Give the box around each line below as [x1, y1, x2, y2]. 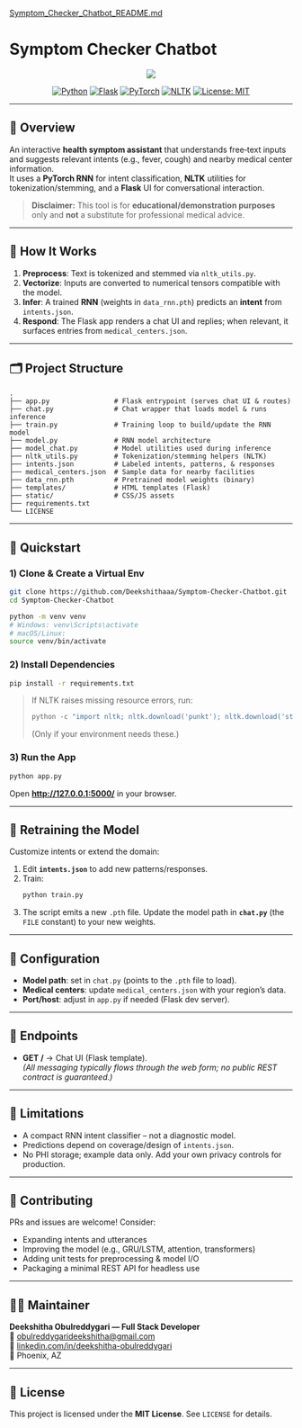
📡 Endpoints [9, 1028, 79, 1044]
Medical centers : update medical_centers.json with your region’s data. [22, 984, 287, 995]
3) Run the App [9, 751, 76, 764]
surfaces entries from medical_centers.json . [22, 325, 188, 336]
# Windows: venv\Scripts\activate [9, 620, 139, 629]
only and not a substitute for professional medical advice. [31, 209, 245, 220]
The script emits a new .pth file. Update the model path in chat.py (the [22, 907, 285, 918]
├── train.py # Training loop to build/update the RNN [9, 420, 271, 430]
